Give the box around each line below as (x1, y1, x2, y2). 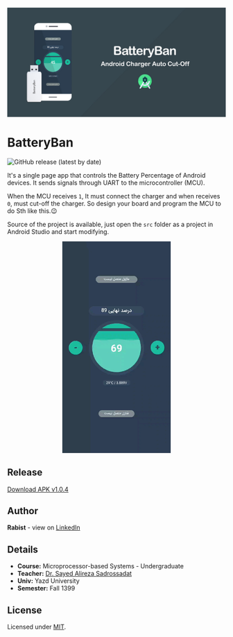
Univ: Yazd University (17, 577, 80, 585)
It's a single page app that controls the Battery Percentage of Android (7, 171, 206, 179)
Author (7, 504, 38, 517)
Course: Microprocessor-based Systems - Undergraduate (17, 562, 184, 570)
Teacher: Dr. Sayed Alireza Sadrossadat (17, 570, 132, 578)
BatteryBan (7, 135, 74, 151)
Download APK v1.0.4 (7, 485, 69, 493)
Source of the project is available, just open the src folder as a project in (7, 220, 214, 228)
